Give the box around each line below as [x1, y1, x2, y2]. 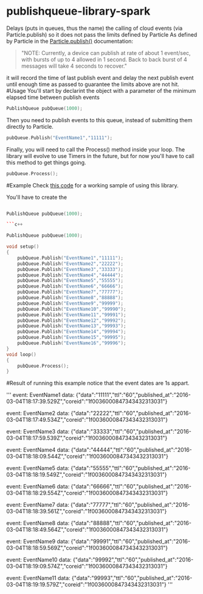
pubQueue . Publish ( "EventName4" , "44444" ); [17, 272, 123, 278]
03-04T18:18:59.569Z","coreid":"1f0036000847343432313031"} [6, 545, 168, 552]
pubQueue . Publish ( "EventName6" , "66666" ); [17, 283, 123, 289]
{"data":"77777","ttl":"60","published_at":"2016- [71, 501, 190, 509]
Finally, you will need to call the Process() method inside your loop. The [6, 145, 185, 153]
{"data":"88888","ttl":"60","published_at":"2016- [71, 520, 191, 527]
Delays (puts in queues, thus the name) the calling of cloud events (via [6, 24, 183, 32]
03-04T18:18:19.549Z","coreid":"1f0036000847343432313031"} [6, 471, 167, 479]
